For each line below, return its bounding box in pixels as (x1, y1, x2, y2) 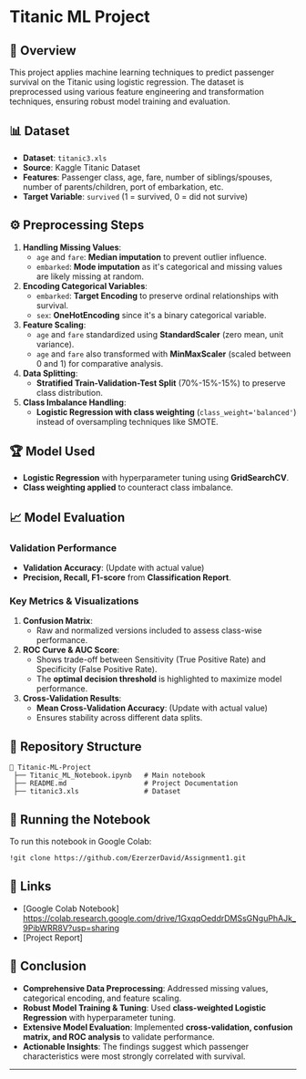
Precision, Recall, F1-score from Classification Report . (22, 572, 232, 583)
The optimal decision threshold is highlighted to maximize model (36, 673, 282, 685)
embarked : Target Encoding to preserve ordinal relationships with (36, 290, 280, 301)
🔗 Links (9, 878, 52, 895)
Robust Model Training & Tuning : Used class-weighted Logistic (22, 1001, 267, 1013)
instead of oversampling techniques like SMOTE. (36, 416, 219, 427)
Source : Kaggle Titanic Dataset (22, 161, 141, 172)
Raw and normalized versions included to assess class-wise (36, 625, 262, 636)
